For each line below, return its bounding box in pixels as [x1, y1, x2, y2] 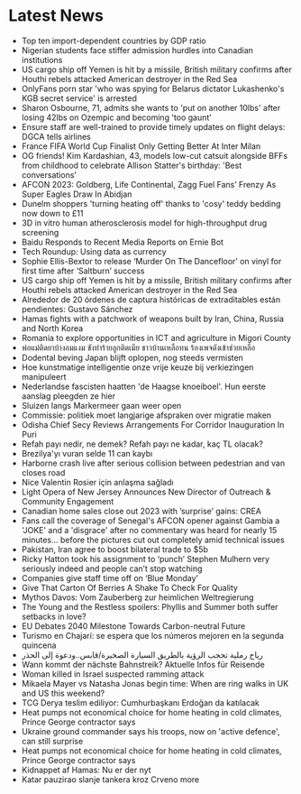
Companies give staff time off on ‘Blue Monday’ [21, 572, 199, 583]
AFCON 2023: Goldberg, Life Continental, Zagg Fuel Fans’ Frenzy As [21, 179, 277, 189]
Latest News [8, 5, 105, 26]
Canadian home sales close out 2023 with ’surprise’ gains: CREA [21, 505, 262, 516]
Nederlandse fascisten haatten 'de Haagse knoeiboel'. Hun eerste [21, 381, 267, 392]
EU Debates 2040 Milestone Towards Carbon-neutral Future [21, 620, 246, 632]
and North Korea [21, 322, 84, 334]
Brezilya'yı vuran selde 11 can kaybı [21, 448, 153, 458]
